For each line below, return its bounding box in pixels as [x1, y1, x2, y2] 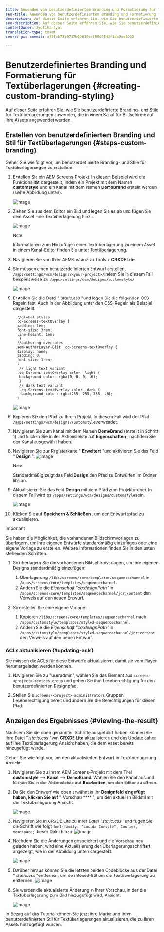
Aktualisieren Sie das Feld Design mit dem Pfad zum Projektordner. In [12, 486, 152, 492]
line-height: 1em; [17, 332, 55, 336]
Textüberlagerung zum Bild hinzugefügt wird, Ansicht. [12, 892, 121, 898]
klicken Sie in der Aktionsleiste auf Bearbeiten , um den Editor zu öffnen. [12, 780, 158, 785]
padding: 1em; [17, 323, 46, 328]
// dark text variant [19, 383, 63, 388]
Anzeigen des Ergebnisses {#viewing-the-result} [5, 717, 159, 725]
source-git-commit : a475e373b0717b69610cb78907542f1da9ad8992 [5, 35, 134, 39]
